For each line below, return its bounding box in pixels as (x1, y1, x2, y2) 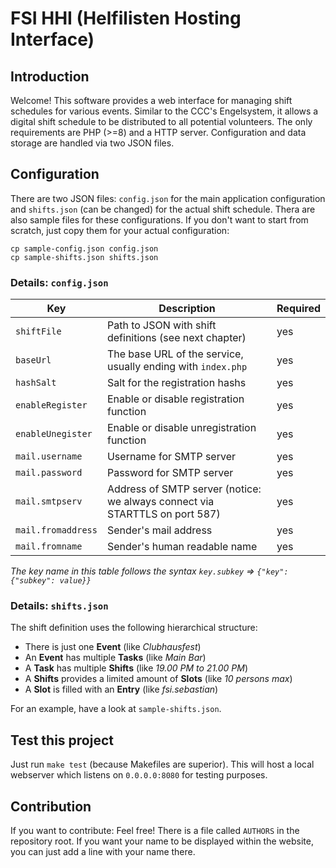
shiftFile (15, 326, 62, 337)
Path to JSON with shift (106, 318, 217, 332)
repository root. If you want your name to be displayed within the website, (10, 835, 314, 847)
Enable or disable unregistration (106, 421, 257, 435)
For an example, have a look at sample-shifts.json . (10, 703, 222, 715)
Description (158, 302, 216, 316)
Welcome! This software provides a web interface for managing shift (10, 95, 293, 106)
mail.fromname (15, 541, 83, 552)
